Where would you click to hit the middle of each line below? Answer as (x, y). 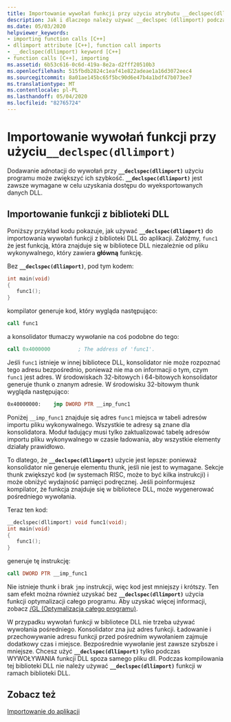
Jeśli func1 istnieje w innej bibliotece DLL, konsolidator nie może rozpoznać (114, 362)
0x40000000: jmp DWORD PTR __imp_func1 (69, 404)
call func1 (23, 324)
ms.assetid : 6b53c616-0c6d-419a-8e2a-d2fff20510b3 (81, 65)
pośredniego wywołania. (42, 496)
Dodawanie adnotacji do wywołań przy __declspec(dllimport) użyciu (106, 171)
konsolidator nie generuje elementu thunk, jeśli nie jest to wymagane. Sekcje (115, 467)
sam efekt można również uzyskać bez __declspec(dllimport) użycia (106, 594)
